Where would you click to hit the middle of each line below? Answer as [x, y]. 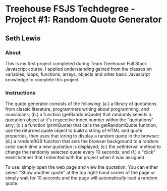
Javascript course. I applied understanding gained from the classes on [79, 69]
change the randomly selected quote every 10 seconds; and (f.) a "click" [80, 152]
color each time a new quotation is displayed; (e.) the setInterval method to [83, 147]
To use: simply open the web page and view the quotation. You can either [81, 167]
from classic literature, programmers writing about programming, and [77, 109]
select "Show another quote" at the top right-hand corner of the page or [80, 173]
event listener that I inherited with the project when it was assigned [75, 158]
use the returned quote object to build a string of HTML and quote [74, 131]
